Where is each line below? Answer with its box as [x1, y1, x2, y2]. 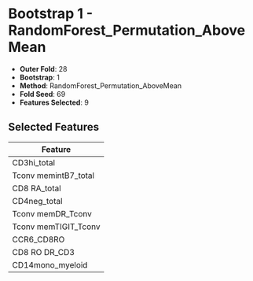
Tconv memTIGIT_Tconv [12, 221, 101, 232]
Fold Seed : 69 [19, 89, 66, 98]
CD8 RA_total [12, 183, 61, 194]
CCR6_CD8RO [12, 234, 65, 245]
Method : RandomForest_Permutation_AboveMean [19, 80, 182, 91]
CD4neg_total [12, 195, 63, 206]
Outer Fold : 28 [19, 64, 68, 73]
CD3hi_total [12, 157, 56, 168]
